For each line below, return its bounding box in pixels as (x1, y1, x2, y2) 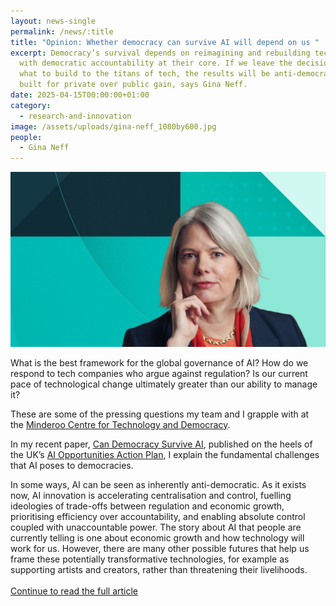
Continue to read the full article (10, 585, 139, 597)
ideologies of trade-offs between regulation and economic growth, (10, 500, 285, 512)
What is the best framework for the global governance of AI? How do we (10, 356, 309, 369)
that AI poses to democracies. (10, 459, 134, 471)
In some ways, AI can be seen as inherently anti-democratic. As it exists (10, 478, 307, 490)
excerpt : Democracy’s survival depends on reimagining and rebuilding (10, 48, 311, 58)
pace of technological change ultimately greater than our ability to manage (10, 378, 318, 390)
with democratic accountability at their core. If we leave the (19, 58, 293, 69)
